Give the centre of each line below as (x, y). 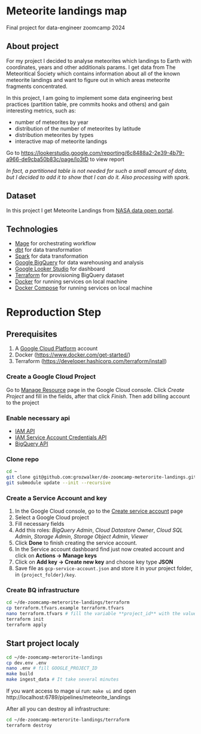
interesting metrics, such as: (41, 110)
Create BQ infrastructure (43, 590)
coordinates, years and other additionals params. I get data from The (91, 67)
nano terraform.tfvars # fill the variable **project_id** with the (93, 614)
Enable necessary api (38, 418)
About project (32, 46)
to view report (107, 159)
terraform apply (26, 625)
